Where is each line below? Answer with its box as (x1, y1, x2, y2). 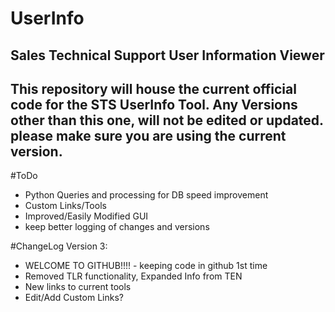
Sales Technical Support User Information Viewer (10, 47, 325, 64)
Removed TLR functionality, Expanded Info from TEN (24, 270, 243, 282)
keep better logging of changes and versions (24, 221, 210, 233)
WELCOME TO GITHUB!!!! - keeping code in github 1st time (24, 260, 268, 272)
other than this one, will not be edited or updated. (10, 112, 324, 129)
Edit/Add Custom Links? (24, 292, 124, 304)
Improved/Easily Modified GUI (24, 210, 149, 222)
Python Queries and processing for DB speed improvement (24, 189, 269, 201)
